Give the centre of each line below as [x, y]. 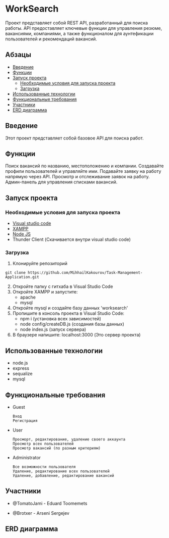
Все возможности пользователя [44, 467]
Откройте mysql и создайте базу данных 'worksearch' [70, 308]
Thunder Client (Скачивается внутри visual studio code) [71, 239]
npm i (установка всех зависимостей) [61, 319]
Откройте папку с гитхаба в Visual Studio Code [63, 286]
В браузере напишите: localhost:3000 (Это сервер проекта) [76, 335]
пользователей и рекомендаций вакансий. [51, 39]
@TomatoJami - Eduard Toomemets [50, 503]
